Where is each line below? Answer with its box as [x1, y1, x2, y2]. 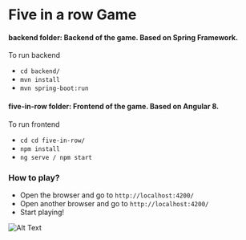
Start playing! [19, 207, 65, 217]
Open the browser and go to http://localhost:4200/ [19, 190, 195, 200]
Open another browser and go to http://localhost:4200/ [19, 198, 210, 208]
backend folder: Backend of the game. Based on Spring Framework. [8, 32, 239, 42]
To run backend [8, 51, 60, 60]
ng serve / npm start [19, 153, 92, 161]
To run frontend [8, 119, 60, 129]
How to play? [8, 172, 60, 183]
